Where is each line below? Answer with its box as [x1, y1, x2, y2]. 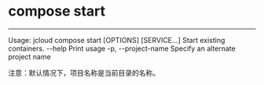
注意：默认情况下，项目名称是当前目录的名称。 [8, 68, 159, 77]
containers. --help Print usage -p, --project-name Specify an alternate [8, 44, 236, 53]
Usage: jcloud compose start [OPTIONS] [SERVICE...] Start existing [8, 35, 225, 44]
